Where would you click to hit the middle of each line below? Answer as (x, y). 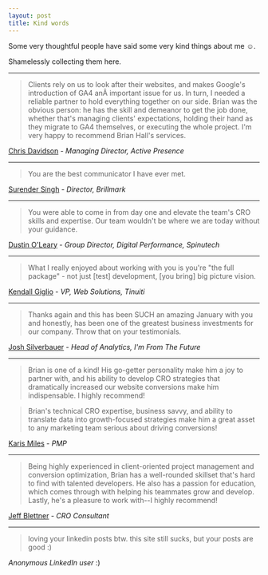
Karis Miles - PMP (38, 443)
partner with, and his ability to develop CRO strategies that (124, 378)
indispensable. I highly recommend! (86, 395)
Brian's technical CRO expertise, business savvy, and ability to (130, 410)
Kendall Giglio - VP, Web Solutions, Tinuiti (77, 291)
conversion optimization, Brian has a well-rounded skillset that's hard (141, 474)
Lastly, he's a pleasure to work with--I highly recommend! (122, 500)
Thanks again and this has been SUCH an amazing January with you (140, 314)
